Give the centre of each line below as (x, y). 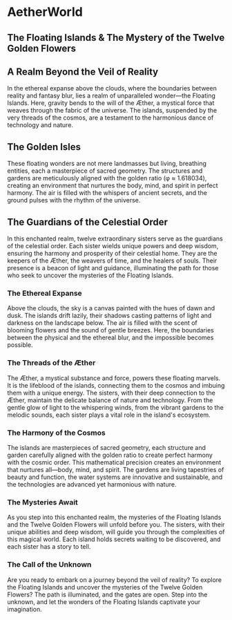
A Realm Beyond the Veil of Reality (83, 72)
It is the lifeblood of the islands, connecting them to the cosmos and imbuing (116, 385)
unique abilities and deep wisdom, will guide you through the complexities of (116, 532)
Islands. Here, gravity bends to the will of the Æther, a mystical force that (111, 103)
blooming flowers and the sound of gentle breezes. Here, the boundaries (110, 330)
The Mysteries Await (42, 502)
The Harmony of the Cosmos (56, 433)
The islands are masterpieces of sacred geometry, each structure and (106, 447)
